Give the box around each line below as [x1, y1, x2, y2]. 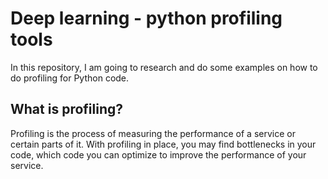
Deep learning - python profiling [10, 7, 283, 30]
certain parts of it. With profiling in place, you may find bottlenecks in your [10, 138, 317, 150]
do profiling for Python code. [10, 72, 130, 84]
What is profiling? [10, 101, 123, 118]
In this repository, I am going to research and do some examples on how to [10, 61, 318, 73]
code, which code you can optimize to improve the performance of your [10, 148, 307, 161]
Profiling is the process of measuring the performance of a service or [10, 127, 296, 139]
